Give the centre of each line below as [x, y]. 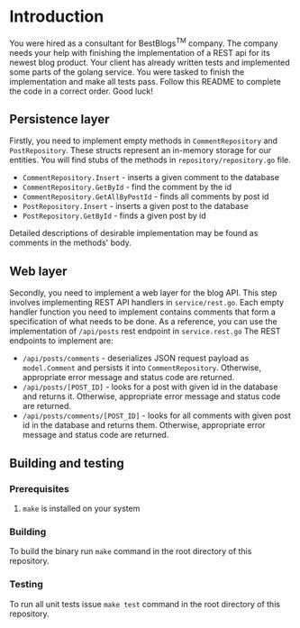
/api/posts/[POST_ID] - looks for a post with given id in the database [150, 387]
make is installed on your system [81, 508]
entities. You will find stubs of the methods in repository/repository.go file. [150, 160]
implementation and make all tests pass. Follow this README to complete [145, 81]
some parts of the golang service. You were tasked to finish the [127, 72]
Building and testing [67, 463]
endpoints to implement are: [62, 341]
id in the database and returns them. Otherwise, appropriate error [144, 425]
